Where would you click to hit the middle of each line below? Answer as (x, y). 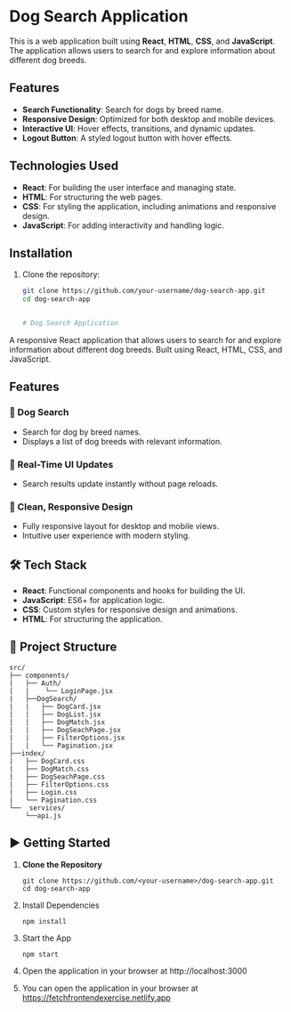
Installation (41, 253)
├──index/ (28, 753)
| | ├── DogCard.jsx (55, 706)
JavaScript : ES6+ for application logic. (93, 600)
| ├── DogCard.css (48, 761)
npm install (44, 921)
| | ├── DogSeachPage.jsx (65, 730)
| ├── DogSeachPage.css (57, 777)
